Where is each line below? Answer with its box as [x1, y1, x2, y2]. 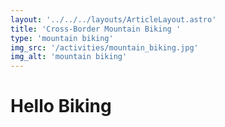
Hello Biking [10, 95, 112, 118]
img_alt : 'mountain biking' [10, 52, 128, 62]
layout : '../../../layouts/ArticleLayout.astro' [10, 14, 217, 25]
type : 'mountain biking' [10, 33, 114, 43]
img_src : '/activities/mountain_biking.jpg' [10, 42, 199, 53]
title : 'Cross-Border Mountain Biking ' [10, 24, 182, 34]
